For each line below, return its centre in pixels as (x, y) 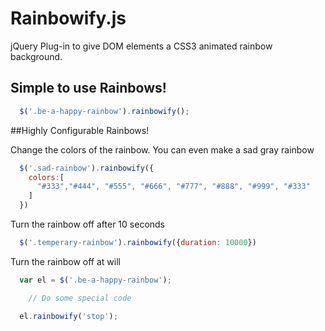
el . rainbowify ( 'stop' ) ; (68, 316)
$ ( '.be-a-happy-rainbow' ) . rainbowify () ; (104, 111)
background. (36, 56)
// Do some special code (80, 298)
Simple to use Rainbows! (88, 88)
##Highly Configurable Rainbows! (80, 130)
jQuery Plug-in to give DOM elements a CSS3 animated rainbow (141, 46)
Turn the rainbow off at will (65, 261)
